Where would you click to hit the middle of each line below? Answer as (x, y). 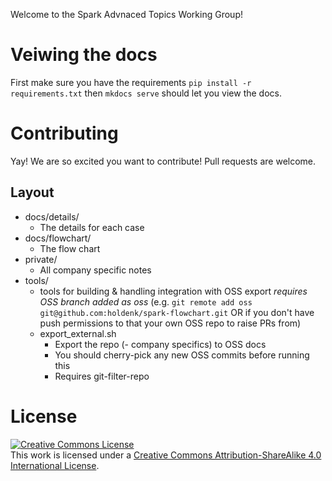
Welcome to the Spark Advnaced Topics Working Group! (126, 14)
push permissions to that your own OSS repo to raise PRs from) (170, 323)
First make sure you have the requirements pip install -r (131, 82)
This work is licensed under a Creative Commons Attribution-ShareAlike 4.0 (166, 455)
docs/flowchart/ (58, 238)
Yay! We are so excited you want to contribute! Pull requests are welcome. (163, 161)
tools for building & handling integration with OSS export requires (173, 291)
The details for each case (92, 227)
